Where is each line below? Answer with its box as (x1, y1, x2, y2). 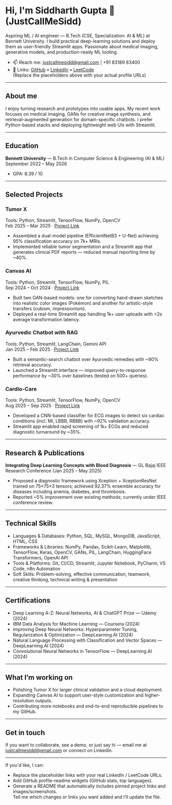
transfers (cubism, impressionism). (12, 305, 86, 311)
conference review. (12, 499, 54, 506)
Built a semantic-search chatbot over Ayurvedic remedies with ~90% (12, 356, 159, 362)
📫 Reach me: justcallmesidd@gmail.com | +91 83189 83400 (12, 59, 141, 65)
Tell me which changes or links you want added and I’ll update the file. (12, 794, 161, 800)
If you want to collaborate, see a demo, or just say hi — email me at (5, 742, 147, 748)
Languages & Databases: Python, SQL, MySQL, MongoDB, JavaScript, (12, 533, 161, 539)
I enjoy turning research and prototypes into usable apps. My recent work (5, 105, 161, 111)
